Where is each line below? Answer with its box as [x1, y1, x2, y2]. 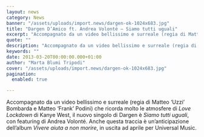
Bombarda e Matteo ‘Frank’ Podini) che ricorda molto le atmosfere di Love [6, 105, 191, 112]
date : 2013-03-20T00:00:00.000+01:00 [6, 54, 102, 60]
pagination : [6, 71, 36, 77]
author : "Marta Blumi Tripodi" [6, 59, 86, 65]
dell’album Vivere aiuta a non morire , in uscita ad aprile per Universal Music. [6, 124, 197, 132]
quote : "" [6, 37, 32, 43]
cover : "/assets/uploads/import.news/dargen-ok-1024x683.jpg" [6, 65, 167, 72]
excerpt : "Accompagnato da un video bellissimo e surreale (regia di [6, 32, 186, 38]
